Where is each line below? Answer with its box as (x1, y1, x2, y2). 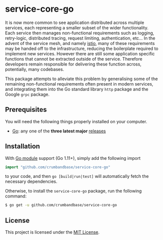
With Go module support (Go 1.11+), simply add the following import (5, 155, 141, 161)
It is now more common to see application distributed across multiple (5, 20, 144, 25)
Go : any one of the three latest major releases (12, 128, 106, 134)
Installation (5, 142, 40, 151)
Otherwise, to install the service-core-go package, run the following (5, 188, 142, 194)
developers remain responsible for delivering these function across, (5, 61, 142, 67)
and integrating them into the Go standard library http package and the (5, 86, 148, 92)
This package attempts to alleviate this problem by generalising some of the (5, 76, 158, 82)
